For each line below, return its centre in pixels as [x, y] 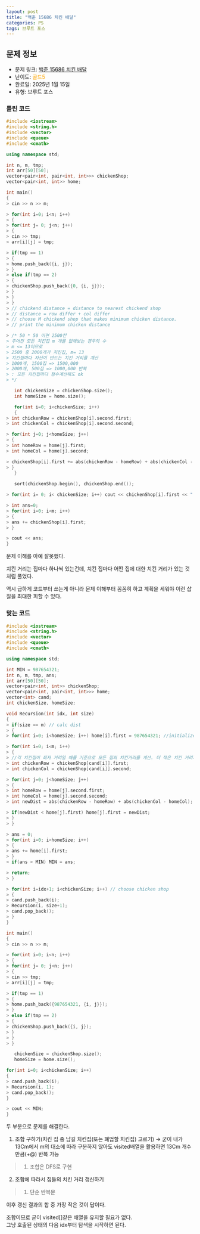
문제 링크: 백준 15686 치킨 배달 [51, 70]
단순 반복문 [42, 1192]
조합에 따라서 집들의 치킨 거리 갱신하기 [59, 1179]
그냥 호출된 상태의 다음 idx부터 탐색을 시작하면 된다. [66, 1225]
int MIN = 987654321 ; [33, 669]
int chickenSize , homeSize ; [41, 703]
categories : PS [25, 23]
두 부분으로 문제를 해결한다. [38, 1127]
